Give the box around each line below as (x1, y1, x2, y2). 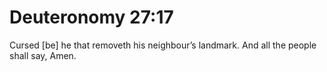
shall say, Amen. (9, 49, 77, 61)
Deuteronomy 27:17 (9, 6, 174, 29)
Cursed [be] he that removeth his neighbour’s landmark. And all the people (9, 39, 317, 51)
